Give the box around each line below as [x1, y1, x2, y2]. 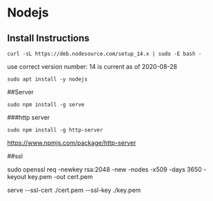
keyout [7, 173, 27, 180]
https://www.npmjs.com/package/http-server [7, 139, 136, 147]
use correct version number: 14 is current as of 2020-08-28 [7, 63, 178, 70]
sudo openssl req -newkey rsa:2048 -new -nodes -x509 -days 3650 [7, 165, 202, 173]
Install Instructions [7, 32, 90, 44]
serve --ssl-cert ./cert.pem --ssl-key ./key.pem [7, 186, 141, 194]
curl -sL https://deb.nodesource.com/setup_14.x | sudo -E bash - [7, 50, 202, 57]
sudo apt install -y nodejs [7, 76, 88, 83]
